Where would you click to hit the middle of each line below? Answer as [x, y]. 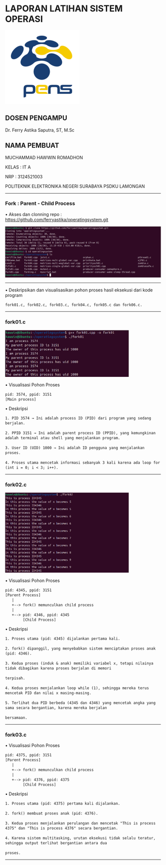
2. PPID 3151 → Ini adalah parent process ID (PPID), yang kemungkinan [80, 433]
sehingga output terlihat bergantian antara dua [56, 843]
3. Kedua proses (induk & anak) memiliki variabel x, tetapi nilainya [79, 663]
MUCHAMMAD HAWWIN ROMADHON [44, 157]
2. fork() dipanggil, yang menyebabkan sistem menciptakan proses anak [80, 648]
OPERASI [24, 19]
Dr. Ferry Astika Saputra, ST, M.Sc [40, 130]
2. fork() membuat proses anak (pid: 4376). [52, 813]
